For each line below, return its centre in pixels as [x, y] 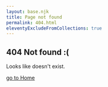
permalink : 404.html [32, 22]
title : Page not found [34, 17]
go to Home [20, 78]
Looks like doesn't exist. [36, 66]
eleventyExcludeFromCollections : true [54, 28]
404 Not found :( [38, 52]
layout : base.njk [28, 12]
